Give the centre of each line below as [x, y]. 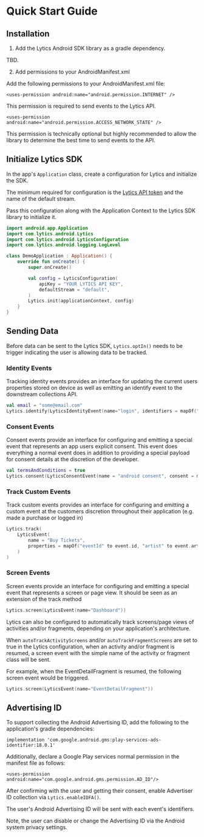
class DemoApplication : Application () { [59, 256]
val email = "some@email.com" [45, 406]
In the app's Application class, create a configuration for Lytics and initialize [102, 174]
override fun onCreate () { [51, 262]
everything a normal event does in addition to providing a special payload [98, 453]
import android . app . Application [47, 228]
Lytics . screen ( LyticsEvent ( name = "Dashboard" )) [66, 610]
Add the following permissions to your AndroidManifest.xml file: [86, 84]
